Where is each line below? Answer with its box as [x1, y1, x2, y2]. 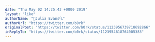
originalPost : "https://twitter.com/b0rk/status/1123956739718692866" [5, 25, 151, 30]
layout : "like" [5, 12, 36, 16]
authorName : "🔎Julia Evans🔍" [5, 16, 65, 21]
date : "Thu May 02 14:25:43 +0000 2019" [5, 7, 88, 12]
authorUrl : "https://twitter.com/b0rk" [5, 20, 86, 26]
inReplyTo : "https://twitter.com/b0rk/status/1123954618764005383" [5, 29, 144, 34]
